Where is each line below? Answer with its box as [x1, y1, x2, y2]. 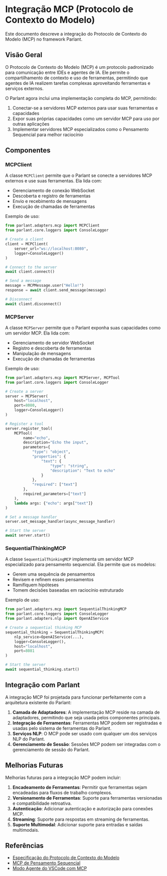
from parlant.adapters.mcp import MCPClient [5, 223, 100, 228]
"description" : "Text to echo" [50, 468, 115, 473]
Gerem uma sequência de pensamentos [12, 571, 95, 577]
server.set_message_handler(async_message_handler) [5, 519, 115, 524]
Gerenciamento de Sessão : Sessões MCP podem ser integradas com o [12, 741, 161, 747]
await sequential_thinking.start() [5, 667, 80, 672]
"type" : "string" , [50, 463, 89, 468]
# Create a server [5, 389, 44, 394]
